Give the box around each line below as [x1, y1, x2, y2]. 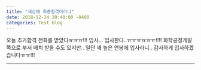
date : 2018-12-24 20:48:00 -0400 [6, 14, 90, 20]
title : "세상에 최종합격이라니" [6, 8, 75, 15]
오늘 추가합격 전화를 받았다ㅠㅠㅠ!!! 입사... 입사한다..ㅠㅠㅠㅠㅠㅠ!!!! [6, 37, 162, 44]
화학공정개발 [163, 37, 193, 44]
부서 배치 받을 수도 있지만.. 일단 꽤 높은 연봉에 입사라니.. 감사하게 [22, 44, 173, 51]
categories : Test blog [6, 20, 63, 26]
